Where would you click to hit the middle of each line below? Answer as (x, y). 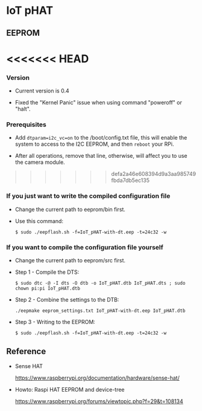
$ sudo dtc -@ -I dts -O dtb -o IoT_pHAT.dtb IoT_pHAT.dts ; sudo (100, 283)
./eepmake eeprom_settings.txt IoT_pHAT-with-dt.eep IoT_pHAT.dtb (100, 311)
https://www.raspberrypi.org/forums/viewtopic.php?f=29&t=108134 (99, 401)
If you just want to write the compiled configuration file (88, 196)
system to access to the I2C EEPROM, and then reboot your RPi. (94, 144)
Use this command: (39, 221)
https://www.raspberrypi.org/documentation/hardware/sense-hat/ (97, 378)
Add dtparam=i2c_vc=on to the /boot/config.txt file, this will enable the (101, 138)
